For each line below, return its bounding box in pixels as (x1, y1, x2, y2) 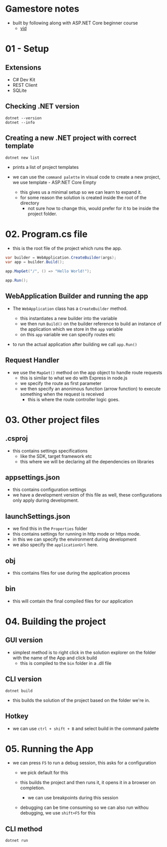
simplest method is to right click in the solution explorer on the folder (12, 649, 156, 655)
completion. (20, 785, 46, 791)
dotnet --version (5, 115, 42, 121)
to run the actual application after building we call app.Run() (12, 341, 138, 347)
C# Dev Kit (12, 77, 35, 83)
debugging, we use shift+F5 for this (20, 810, 96, 816)
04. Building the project (5, 616, 106, 627)
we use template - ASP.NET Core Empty (12, 179, 97, 185)
